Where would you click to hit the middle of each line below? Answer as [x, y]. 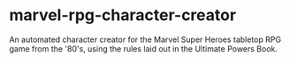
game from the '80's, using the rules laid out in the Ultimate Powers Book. [144, 48]
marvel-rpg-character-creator [123, 15]
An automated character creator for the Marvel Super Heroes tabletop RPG [145, 39]
